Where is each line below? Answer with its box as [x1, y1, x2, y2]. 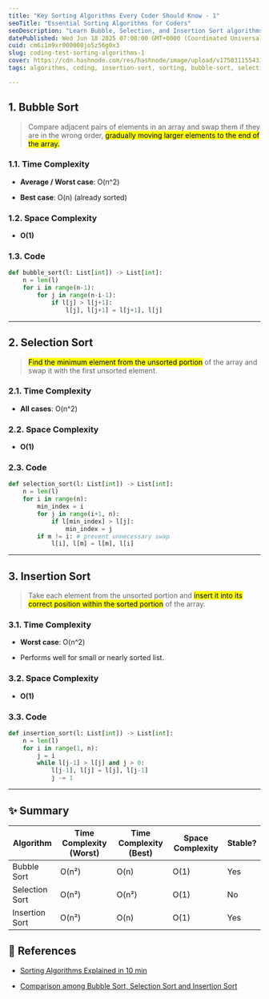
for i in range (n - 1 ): [22, 284, 94, 292]
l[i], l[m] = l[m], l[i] [50, 540, 134, 548]
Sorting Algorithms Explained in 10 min [19, 965, 147, 975]
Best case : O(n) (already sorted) [19, 192, 128, 202]
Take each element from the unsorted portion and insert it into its [27, 590, 243, 601]
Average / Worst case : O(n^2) [19, 177, 120, 187]
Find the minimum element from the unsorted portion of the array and [27, 357, 258, 367]
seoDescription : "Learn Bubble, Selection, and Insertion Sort [8, 26, 224, 34]
